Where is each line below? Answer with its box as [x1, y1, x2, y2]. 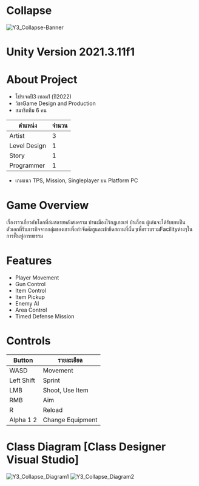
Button [13, 356, 33, 364]
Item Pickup [15, 293, 46, 301]
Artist [9, 132, 25, 140]
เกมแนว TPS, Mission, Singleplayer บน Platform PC [15, 177, 138, 184]
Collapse [6, 4, 52, 18]
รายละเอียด [57, 356, 83, 364]
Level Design [9, 142, 47, 150]
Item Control [15, 287, 47, 294]
